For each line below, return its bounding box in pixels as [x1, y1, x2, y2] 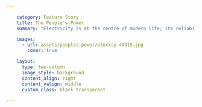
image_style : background [21, 70, 84, 76]
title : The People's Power [16, 19, 84, 26]
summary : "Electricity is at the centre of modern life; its [16, 25, 173, 31]
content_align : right [21, 75, 77, 82]
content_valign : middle [21, 81, 82, 87]
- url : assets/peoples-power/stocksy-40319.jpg [21, 42, 144, 48]
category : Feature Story [16, 14, 79, 20]
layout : [16, 59, 36, 65]
